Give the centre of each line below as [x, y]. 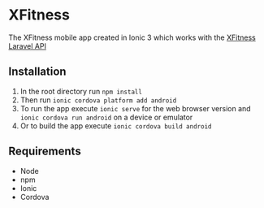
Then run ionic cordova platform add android [98, 100]
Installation [37, 72]
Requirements [45, 152]
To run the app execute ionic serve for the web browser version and [135, 108]
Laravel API [28, 45]
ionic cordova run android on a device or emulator [106, 117]
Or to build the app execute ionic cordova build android [116, 126]
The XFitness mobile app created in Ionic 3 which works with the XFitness [132, 37]
